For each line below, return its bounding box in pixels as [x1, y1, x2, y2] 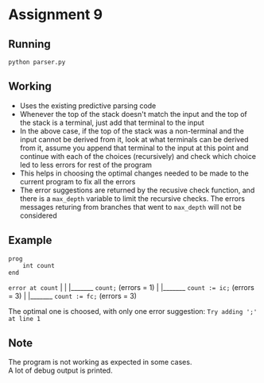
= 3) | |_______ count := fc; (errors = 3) [8, 291, 138, 300]
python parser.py [8, 58, 66, 66]
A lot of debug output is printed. [8, 366, 113, 375]
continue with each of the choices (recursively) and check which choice [19, 151, 257, 161]
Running [8, 37, 52, 51]
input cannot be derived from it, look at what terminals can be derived [19, 134, 249, 144]
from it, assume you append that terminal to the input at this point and [19, 143, 249, 153]
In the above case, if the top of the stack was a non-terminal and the [19, 126, 244, 136]
